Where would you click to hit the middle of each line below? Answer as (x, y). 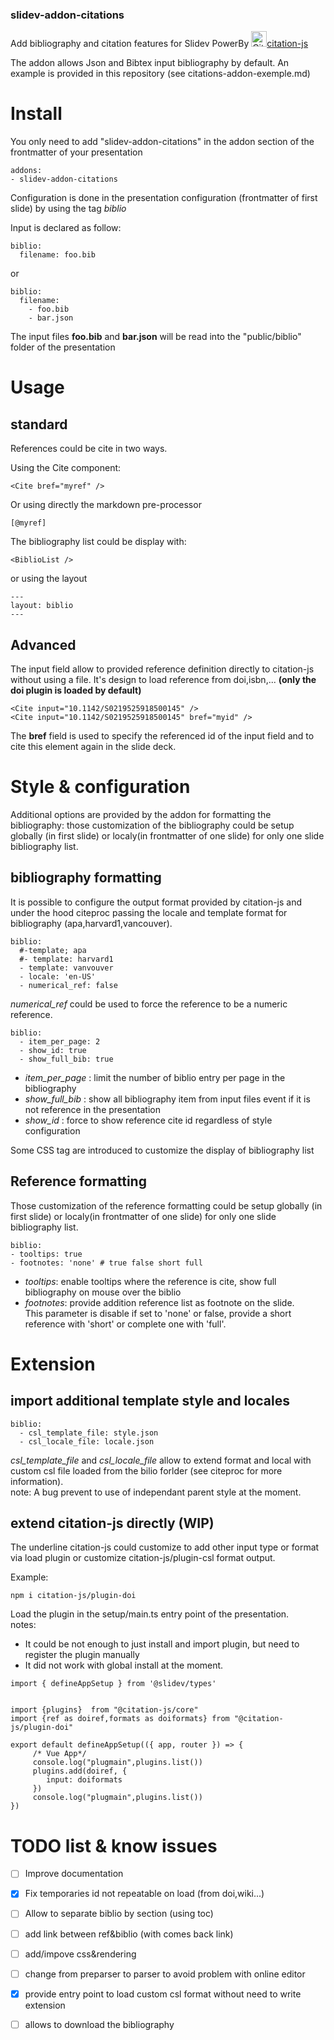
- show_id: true (53, 1050)
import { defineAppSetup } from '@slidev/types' (113, 1684)
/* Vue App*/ (59, 1754)
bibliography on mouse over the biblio (103, 1292)
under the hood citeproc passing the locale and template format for (149, 912)
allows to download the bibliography (99, 2024)
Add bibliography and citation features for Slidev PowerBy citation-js (159, 44)
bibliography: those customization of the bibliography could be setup (152, 825)
